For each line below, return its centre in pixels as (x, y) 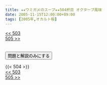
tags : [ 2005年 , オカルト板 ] (31, 19)
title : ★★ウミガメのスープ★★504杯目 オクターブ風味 (54, 10)
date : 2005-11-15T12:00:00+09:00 (40, 14)
